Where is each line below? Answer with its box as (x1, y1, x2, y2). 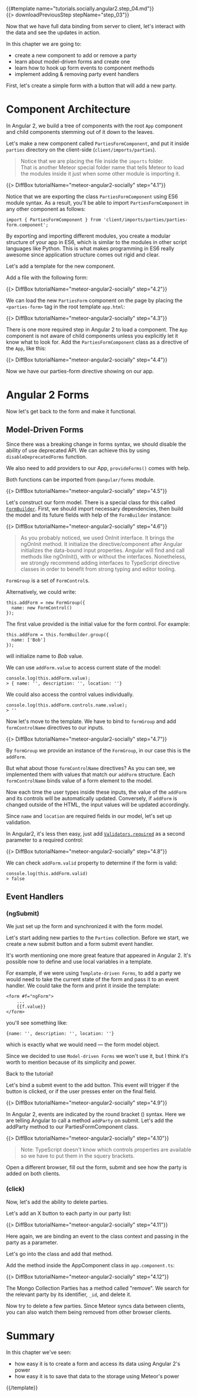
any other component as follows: (6, 205, 86, 212)
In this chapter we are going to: (6, 41, 82, 47)
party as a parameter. (6, 1238, 58, 1246)
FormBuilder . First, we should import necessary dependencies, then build (6, 505, 183, 512)
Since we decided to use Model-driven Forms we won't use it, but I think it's (6, 1053, 189, 1060)
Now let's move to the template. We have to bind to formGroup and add (6, 718, 176, 725)
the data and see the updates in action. (6, 29, 101, 36)
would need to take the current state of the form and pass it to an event (6, 976, 179, 983)
